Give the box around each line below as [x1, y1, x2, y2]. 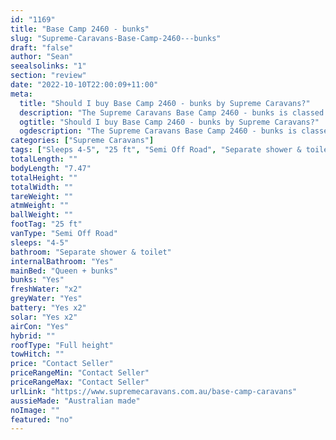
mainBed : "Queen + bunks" [10, 266, 118, 276]
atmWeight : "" [10, 201, 70, 211]
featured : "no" [10, 414, 74, 425]
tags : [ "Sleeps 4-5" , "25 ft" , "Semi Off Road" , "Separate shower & [10, 145, 302, 155]
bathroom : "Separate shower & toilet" [10, 247, 172, 257]
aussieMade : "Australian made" [10, 396, 141, 406]
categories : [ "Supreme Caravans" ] [10, 136, 155, 146]
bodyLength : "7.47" [10, 163, 92, 173]
